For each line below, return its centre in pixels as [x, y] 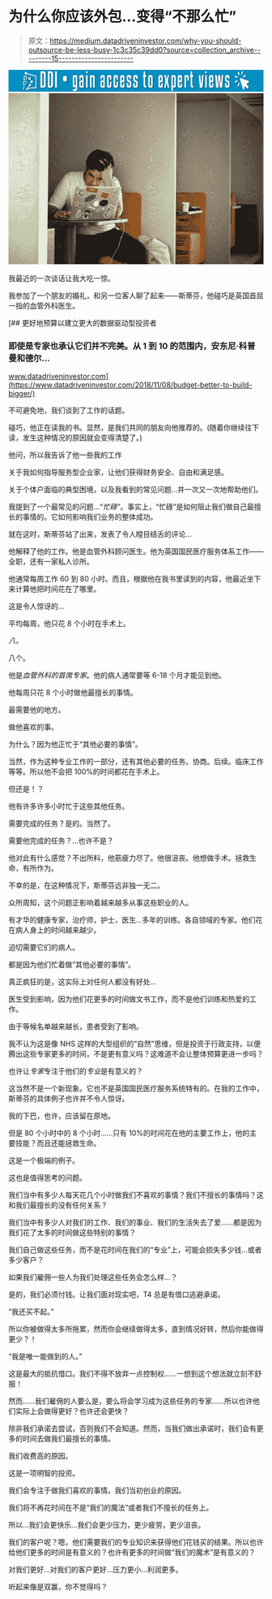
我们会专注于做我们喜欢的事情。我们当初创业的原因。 [97, 1490]
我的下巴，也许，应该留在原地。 [62, 1116]
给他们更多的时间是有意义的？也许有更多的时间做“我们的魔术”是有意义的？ [132, 1553]
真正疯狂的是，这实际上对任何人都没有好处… [83, 982]
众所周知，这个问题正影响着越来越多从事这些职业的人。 [100, 903]
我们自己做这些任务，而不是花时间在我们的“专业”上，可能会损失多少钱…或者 [135, 1250]
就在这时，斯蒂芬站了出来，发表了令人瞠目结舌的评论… [100, 534]
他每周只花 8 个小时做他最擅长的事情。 [73, 693]
